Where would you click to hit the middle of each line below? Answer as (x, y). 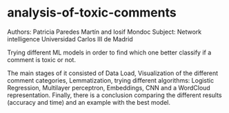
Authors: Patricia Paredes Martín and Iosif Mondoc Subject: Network (104, 32)
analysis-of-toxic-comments (92, 13)
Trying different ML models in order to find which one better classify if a (109, 52)
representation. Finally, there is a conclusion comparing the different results (114, 95)
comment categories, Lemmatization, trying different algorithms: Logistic (111, 80)
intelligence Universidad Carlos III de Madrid (70, 39)
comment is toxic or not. (41, 59)
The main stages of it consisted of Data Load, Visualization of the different (113, 73)
